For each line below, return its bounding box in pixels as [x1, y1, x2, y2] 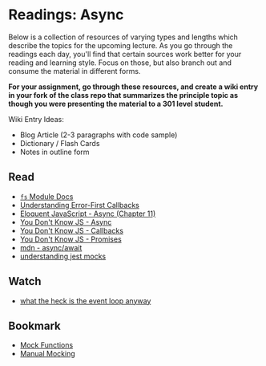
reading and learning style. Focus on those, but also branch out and [8, 58, 232, 67]
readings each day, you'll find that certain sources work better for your [8, 49, 242, 59]
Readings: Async [8, 6, 124, 24]
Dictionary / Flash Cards [19, 138, 100, 148]
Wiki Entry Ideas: [8, 114, 64, 124]
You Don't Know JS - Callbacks [19, 226, 124, 235]
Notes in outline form [19, 147, 90, 157]
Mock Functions [19, 340, 74, 350]
